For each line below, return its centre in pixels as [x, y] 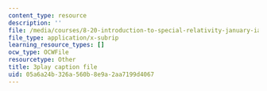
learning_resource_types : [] [56, 45]
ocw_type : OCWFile [39, 52]
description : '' [35, 23]
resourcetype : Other [43, 60]
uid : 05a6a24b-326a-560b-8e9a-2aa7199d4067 [81, 74]
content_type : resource [48, 15]
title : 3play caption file [53, 67]
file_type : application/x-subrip [64, 38]
